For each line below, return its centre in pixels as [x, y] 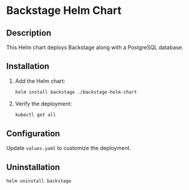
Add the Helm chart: [40, 81]
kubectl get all [35, 115]
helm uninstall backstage [39, 181]
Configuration [33, 133]
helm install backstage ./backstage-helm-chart [76, 92]
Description [29, 33]
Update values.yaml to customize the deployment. [69, 148]
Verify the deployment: [43, 103]
